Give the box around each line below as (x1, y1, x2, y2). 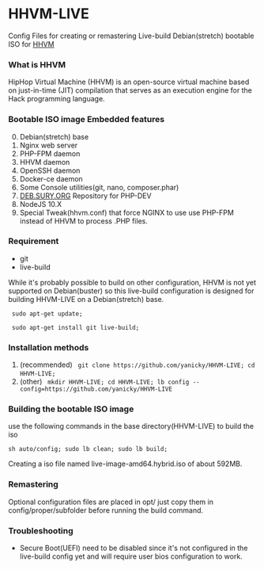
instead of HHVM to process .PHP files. (19, 216, 148, 226)
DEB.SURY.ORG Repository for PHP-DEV (19, 191, 152, 200)
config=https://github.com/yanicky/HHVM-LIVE (19, 385, 172, 393)
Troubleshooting (8, 525, 74, 536)
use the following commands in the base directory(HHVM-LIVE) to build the (8, 422, 255, 431)
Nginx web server (19, 140, 78, 150)
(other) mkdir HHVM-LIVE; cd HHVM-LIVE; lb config (19, 377, 190, 387)
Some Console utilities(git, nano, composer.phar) (19, 182, 179, 192)
